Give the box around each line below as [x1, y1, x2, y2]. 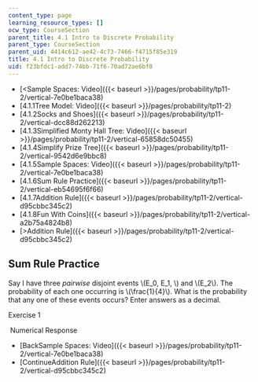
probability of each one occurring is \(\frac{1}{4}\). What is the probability [8, 286, 248, 296]
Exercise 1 [8, 310, 41, 319]
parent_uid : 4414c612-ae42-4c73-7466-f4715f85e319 [8, 48, 178, 56]
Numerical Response [9, 325, 78, 335]
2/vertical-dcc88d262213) [19, 117, 105, 127]
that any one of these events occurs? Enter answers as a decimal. [8, 295, 222, 304]
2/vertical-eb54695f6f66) [19, 184, 104, 193]
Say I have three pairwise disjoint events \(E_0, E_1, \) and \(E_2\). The [8, 278, 234, 288]
